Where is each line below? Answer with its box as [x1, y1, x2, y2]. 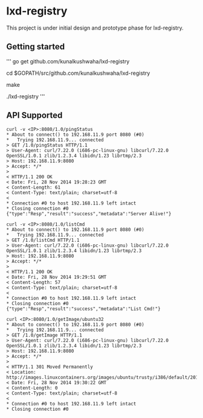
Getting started [6, 42, 65, 52]
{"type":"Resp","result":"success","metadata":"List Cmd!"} [6, 306, 161, 312]
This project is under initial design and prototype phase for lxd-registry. [6, 24, 184, 31]
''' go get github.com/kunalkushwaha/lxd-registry [6, 57, 130, 65]
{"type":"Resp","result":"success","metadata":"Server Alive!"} [6, 211, 172, 217]
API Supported [6, 110, 63, 121]
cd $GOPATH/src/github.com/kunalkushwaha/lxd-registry [6, 69, 150, 77]
